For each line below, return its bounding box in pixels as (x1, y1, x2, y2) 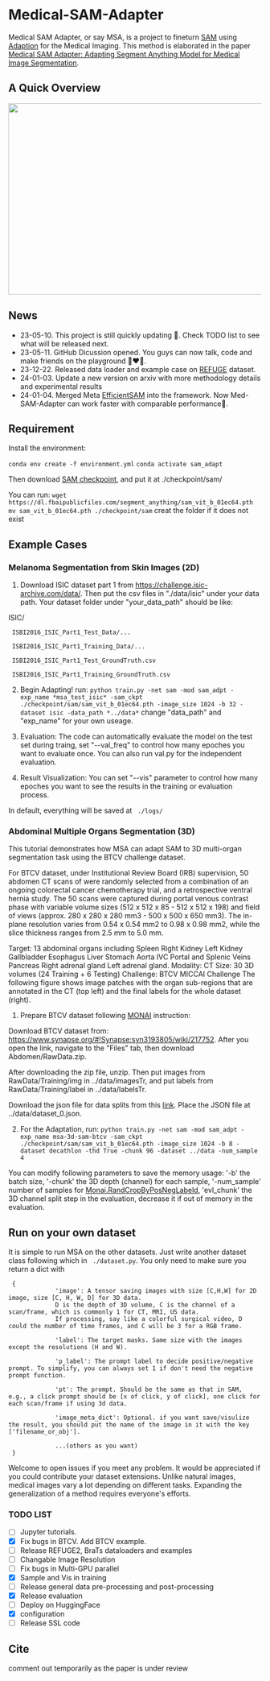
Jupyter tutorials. (19, 1527, 77, 1537)
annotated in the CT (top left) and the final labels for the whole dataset (8, 987, 241, 996)
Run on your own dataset (8, 1226, 137, 1240)
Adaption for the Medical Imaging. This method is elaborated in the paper (8, 40, 252, 50)
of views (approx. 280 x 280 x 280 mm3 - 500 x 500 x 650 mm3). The (8, 911, 242, 921)
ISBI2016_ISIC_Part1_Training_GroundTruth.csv (11, 671, 171, 679)
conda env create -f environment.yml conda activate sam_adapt (8, 461, 223, 469)
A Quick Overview (8, 81, 101, 95)
